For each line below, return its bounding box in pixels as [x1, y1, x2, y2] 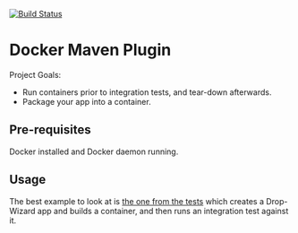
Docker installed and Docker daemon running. [9, 146, 179, 157]
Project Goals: [9, 69, 62, 80]
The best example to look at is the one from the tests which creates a [9, 195, 265, 206]
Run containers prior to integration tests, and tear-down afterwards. [21, 86, 272, 98]
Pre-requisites [9, 122, 91, 138]
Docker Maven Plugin [9, 40, 172, 60]
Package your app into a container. [21, 96, 151, 107]
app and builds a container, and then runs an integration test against [37, 205, 289, 216]
